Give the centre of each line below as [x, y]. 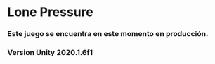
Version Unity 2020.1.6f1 [50, 53]
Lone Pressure [50, 12]
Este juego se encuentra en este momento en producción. [108, 34]
